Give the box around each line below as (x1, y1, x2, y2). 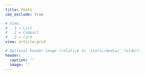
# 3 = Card (5, 35, 32, 40)
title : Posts (5, 7, 32, 12)
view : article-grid (5, 39, 46, 45)
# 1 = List (5, 25, 32, 30)
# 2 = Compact (5, 30, 39, 35)
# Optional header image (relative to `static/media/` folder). (5, 48, 142, 53)
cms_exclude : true (5, 12, 43, 17)
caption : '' (9, 58, 35, 63)
